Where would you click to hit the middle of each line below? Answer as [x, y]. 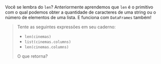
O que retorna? [32, 56]
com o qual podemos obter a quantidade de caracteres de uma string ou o [80, 12]
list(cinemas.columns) [48, 42]
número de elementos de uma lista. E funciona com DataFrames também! [78, 17]
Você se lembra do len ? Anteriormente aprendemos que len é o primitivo [79, 7]
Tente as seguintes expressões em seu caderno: [66, 27]
